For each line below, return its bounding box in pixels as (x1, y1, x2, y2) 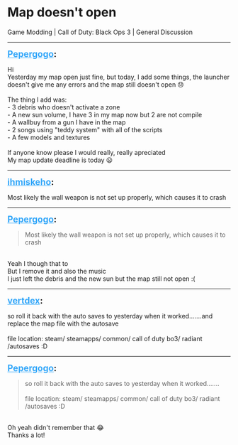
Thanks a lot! (7, 431, 45, 439)
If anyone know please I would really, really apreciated (7, 148, 166, 156)
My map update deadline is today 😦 (7, 156, 113, 164)
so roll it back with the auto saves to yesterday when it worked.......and (7, 311, 213, 320)
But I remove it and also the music (7, 267, 106, 275)
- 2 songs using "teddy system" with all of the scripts (7, 125, 163, 134)
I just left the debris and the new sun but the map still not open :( (7, 274, 196, 283)
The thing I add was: (7, 95, 67, 104)
